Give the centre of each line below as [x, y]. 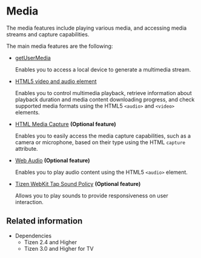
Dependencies [33, 236]
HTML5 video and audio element [56, 81]
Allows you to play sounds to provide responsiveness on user [91, 196]
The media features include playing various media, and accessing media [97, 28]
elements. [28, 112]
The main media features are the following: [60, 46]
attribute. [26, 148]
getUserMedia [33, 58]
